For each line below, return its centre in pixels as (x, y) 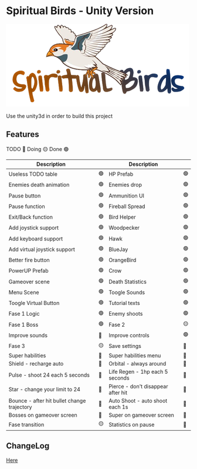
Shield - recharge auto (36, 364)
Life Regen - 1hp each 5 (138, 372)
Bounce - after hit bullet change (47, 400)
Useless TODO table (33, 174)
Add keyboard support (36, 239)
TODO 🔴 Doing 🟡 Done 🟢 (38, 149)
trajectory (20, 407)
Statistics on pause (131, 424)
